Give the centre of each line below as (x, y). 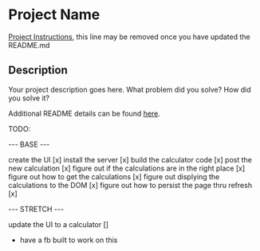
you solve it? (29, 98)
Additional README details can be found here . (85, 113)
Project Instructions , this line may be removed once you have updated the (129, 37)
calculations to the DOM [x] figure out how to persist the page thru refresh (130, 185)
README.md (29, 45)
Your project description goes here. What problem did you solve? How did (130, 89)
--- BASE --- (29, 144)
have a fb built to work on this (69, 240)
